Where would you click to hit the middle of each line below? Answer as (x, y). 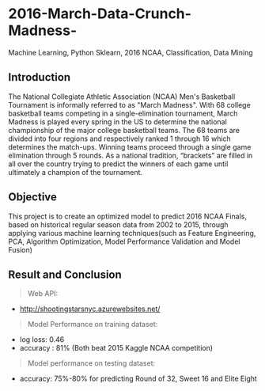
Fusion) (21, 249)
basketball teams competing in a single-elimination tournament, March (123, 113)
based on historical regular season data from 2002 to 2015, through (118, 224)
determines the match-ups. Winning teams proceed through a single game (130, 146)
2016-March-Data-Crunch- (100, 14)
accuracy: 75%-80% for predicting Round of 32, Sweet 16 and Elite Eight (138, 379)
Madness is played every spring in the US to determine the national (117, 121)
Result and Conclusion (65, 274)
